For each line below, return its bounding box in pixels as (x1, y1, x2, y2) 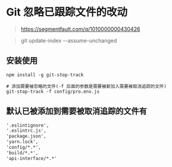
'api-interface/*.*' (6, 155, 58, 161)
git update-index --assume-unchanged (20, 37, 117, 44)
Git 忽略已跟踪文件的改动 (6, 5, 128, 19)
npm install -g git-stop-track (6, 72, 84, 78)
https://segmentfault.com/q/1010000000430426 (20, 25, 140, 33)
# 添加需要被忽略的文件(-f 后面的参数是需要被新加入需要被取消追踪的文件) (6, 83, 167, 89)
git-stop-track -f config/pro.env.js (6, 89, 100, 94)
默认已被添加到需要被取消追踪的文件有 (6, 106, 147, 116)
